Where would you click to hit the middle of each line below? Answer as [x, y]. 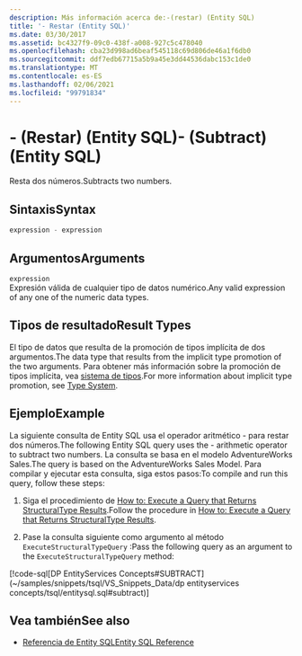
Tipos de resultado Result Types [100, 326]
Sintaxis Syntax [53, 209]
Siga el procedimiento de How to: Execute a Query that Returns [139, 501]
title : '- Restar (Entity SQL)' [70, 26]
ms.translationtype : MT [54, 68]
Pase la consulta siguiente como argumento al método [123, 536]
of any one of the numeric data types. [79, 297]
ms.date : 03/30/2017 [48, 34]
